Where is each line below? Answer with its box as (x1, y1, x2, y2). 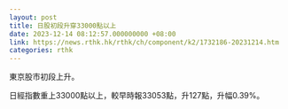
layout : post (9, 12, 58, 22)
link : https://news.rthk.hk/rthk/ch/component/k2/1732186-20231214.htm (9, 37, 279, 47)
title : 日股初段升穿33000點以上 (9, 21, 117, 30)
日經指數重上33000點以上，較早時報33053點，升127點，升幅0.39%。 (9, 90, 265, 101)
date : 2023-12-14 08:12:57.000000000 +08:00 (9, 29, 176, 38)
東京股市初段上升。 (9, 72, 80, 82)
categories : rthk (9, 46, 74, 55)
